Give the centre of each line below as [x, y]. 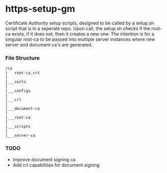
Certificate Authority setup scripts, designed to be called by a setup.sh [80, 23]
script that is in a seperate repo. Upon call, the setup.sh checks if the [78, 28]
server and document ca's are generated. [49, 44]
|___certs [16, 82]
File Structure [22, 58]
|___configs [18, 91]
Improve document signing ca [44, 159]
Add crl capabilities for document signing [56, 165]
